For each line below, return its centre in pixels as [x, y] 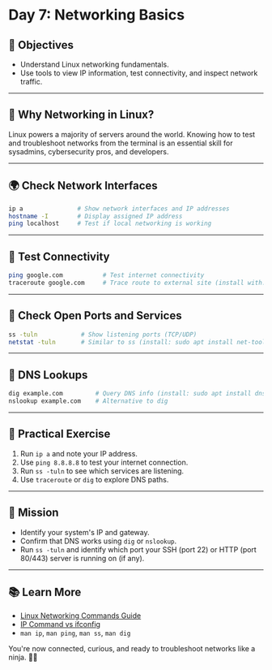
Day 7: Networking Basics [96, 15]
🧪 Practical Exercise [59, 434]
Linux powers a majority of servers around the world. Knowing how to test [132, 134]
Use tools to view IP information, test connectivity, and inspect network [139, 73]
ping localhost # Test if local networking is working [110, 224]
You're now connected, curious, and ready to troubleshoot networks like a [132, 649]
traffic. [31, 82]
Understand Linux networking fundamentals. [94, 64]
